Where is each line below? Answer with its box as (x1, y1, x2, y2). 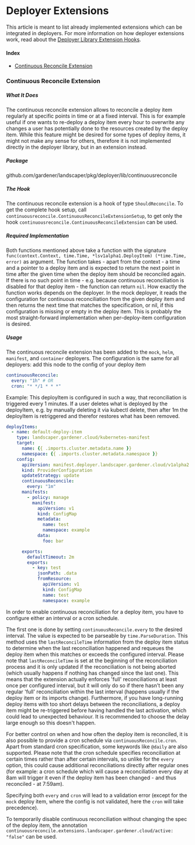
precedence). (6, 804, 39, 811)
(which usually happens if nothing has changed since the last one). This (6, 669, 179, 676)
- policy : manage (27, 494, 69, 500)
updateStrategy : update (21, 473, 80, 478)
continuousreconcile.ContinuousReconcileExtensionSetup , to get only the (6, 212, 183, 219)
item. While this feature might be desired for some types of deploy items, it (6, 131, 186, 138)
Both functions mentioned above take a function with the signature (6, 247, 166, 254)
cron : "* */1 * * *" (11, 383, 61, 389)
